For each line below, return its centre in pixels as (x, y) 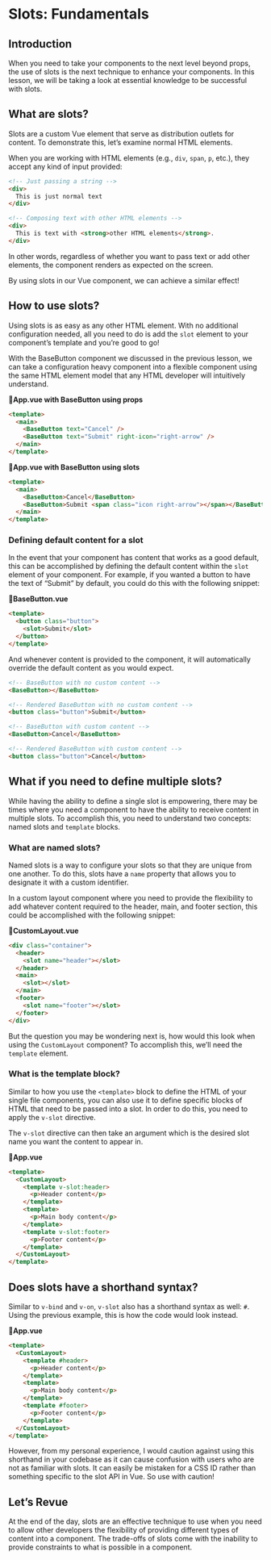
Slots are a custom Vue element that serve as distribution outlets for (121, 133)
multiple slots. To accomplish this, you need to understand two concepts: (130, 818)
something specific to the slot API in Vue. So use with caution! (112, 1477)
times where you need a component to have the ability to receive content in (134, 809)
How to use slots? (54, 306)
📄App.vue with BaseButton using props (76, 399)
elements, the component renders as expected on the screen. (111, 265)
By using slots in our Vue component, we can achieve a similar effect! (124, 280)
